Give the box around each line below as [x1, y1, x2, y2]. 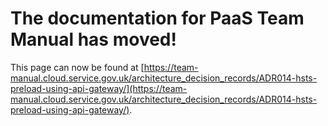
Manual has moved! [10, 28, 177, 51]
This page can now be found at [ [10, 61, 145, 73]
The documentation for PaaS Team [10, 7, 305, 30]
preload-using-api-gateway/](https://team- [10, 82, 188, 94]
